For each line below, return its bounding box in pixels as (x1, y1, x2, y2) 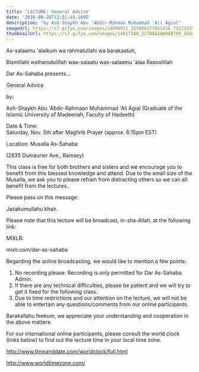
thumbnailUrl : (6, 31, 41, 37)
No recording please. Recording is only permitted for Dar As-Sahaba (14, 269, 182, 276)
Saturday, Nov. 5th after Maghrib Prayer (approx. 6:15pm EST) (6, 129, 157, 136)
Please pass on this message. (6, 194, 79, 201)
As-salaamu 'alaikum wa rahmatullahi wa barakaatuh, (6, 47, 136, 54)
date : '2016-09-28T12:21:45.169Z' (6, 14, 92, 20)
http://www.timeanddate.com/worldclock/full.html (6, 348, 128, 355)
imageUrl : (6, 25, 31, 31)
